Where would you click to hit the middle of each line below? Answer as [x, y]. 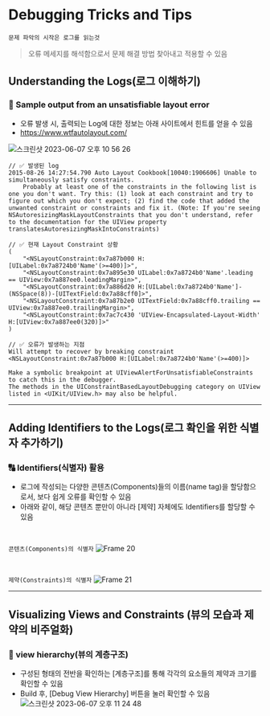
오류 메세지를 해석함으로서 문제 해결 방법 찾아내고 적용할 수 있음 [127, 53]
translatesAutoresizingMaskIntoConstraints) [84, 229]
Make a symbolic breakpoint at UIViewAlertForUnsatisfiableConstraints [131, 372]
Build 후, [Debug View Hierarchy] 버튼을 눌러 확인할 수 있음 [115, 693]
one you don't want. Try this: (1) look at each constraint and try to [131, 194]
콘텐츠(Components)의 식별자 [51, 549]
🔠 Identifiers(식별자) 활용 [56, 468]
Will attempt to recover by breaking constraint [91, 351]
